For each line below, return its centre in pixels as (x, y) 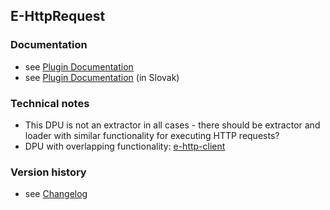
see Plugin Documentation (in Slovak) (102, 77)
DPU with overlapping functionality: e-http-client (125, 146)
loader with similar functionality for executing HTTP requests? (152, 135)
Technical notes (50, 103)
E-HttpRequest (58, 16)
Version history (48, 172)
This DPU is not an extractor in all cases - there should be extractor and (172, 125)
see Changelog (56, 194)
